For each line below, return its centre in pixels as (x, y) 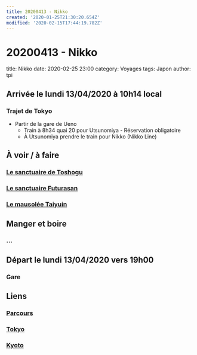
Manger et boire (36, 223)
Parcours (20, 313)
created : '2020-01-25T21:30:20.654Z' (53, 17)
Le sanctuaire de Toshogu (44, 172)
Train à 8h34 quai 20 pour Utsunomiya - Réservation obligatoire (102, 130)
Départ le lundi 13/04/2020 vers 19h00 (80, 260)
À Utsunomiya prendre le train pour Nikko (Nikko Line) (90, 137)
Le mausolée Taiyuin (37, 205)
